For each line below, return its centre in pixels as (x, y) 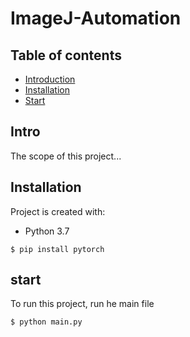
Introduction (50, 79)
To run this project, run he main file (82, 304)
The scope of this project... (66, 156)
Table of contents (66, 55)
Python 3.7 (47, 231)
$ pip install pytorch (57, 249)
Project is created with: (58, 211)
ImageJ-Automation (96, 18)
